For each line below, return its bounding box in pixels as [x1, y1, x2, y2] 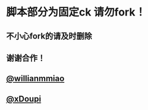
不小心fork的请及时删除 [6, 31, 92, 41]
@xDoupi [6, 93, 42, 104]
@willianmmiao [6, 74, 65, 84]
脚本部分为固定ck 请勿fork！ [6, 5, 146, 19]
